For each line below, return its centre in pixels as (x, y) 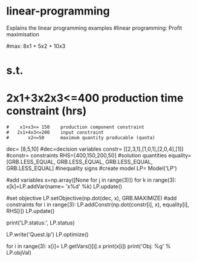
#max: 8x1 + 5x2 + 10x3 (36, 46)
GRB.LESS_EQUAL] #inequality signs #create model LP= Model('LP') (92, 168)
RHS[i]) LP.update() (31, 211)
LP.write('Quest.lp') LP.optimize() (47, 235)
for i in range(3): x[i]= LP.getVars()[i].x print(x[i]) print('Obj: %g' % (89, 246)
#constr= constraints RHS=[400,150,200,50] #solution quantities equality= (99, 156)
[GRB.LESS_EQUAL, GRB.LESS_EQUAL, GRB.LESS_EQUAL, (79, 162)
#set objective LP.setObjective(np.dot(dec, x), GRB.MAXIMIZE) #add (92, 198)
